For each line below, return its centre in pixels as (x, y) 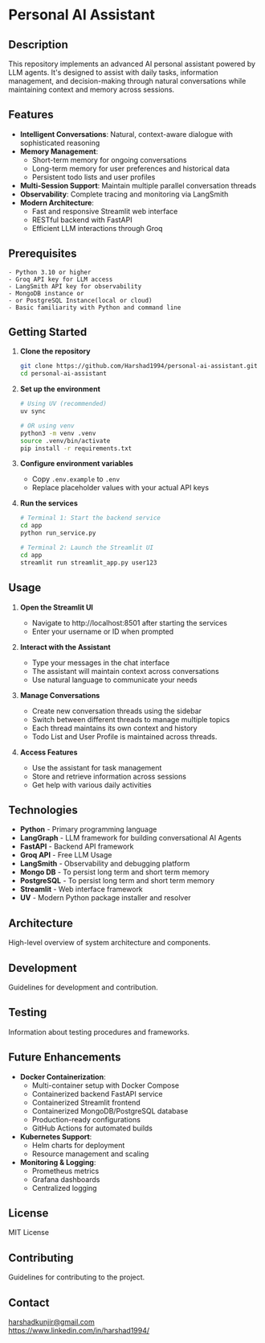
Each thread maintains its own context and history (115, 728)
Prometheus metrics (65, 1171)
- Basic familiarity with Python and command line (95, 308)
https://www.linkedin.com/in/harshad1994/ (79, 1331)
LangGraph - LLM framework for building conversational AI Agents (131, 838)
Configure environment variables (77, 464)
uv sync (33, 411)
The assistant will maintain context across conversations (125, 671)
